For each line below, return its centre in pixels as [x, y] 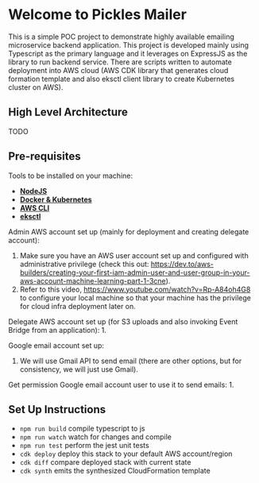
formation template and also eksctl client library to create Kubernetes [122, 79]
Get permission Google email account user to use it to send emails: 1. [121, 384]
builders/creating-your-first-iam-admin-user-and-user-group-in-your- [135, 272]
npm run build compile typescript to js [82, 429]
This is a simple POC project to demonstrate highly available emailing [121, 37]
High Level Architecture [68, 112]
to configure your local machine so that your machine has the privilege [135, 298]
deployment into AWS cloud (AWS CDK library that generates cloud [118, 70]
